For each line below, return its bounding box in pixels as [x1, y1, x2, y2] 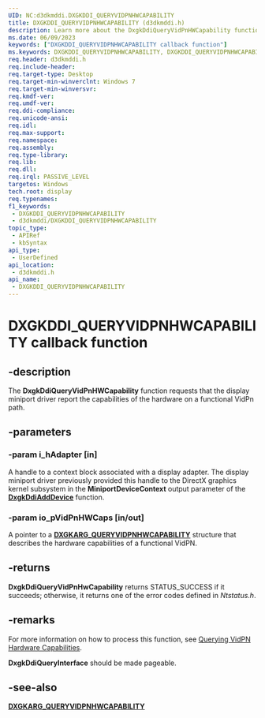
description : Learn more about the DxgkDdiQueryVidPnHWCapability [8, 26, 231, 34]
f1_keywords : [8, 202, 51, 210]
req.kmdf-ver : [8, 92, 55, 100]
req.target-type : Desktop [8, 70, 93, 78]
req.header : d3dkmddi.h [8, 56, 87, 64]
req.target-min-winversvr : [8, 84, 97, 93]
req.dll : [8, 166, 37, 174]
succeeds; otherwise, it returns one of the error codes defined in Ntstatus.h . [8, 590, 256, 600]
